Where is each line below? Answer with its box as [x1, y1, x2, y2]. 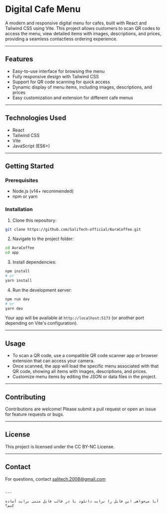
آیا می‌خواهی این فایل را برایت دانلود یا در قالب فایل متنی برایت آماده [5, 499, 159, 504]
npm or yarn [12, 193, 38, 200]
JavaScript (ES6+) [12, 143, 50, 149]
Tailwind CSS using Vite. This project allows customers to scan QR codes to [5, 25, 161, 31]
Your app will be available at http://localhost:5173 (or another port [5, 315, 144, 321]
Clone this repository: [12, 217, 57, 223]
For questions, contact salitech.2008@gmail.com [5, 476, 106, 482]
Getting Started [5, 162, 54, 170]
